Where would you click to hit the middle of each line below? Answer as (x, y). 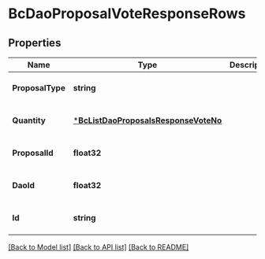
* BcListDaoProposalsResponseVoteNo (147, 120)
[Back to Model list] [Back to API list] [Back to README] (99, 247)
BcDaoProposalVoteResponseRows (127, 14)
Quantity (29, 120)
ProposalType (39, 88)
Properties (35, 43)
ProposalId (33, 153)
